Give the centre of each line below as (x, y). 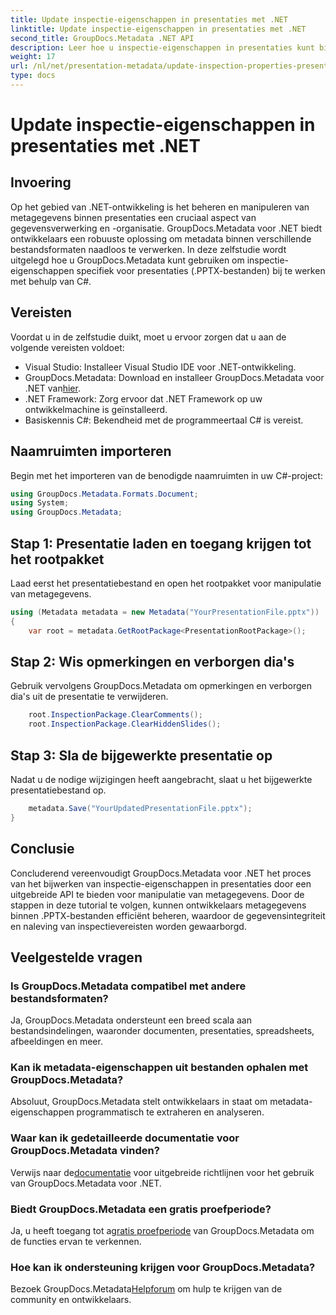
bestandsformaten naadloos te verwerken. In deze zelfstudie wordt (148, 249)
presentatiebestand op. (58, 790)
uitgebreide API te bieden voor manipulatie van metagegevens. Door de (157, 894)
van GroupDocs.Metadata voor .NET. (86, 1183)
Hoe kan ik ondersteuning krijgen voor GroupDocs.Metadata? (163, 1267)
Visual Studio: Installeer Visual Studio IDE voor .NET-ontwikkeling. (160, 367)
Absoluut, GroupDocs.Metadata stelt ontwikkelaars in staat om (139, 1102)
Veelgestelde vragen (76, 957)
